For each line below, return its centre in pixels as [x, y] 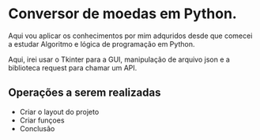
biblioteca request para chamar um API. [73, 67]
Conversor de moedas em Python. [122, 14]
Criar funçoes [42, 120]
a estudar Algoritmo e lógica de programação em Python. [102, 44]
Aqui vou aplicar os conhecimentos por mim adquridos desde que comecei [130, 36]
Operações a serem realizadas [85, 93]
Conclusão [37, 128]
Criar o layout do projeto [59, 112]
